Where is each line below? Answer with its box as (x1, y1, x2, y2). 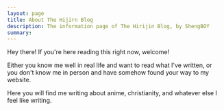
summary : (7, 29, 32, 36)
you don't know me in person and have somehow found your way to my (7, 69, 210, 77)
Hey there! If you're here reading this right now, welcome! (7, 48, 170, 56)
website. (7, 76, 32, 84)
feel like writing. (7, 97, 52, 105)
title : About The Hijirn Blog (7, 16, 94, 23)
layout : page (7, 10, 45, 17)
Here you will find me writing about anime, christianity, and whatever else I (7, 89, 218, 97)
